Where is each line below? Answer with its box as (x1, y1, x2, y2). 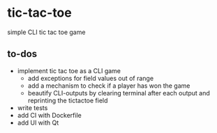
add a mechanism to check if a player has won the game (27, 81, 190, 90)
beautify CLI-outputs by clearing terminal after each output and (27, 88, 211, 97)
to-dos (7, 48, 38, 60)
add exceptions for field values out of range (27, 74, 154, 82)
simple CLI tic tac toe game (7, 28, 86, 36)
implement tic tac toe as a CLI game (17, 66, 121, 75)
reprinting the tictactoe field (27, 96, 108, 104)
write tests (17, 103, 48, 112)
